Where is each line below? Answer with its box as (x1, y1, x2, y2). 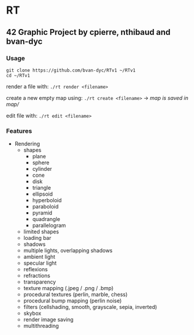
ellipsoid (32, 190, 53, 198)
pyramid (32, 209, 52, 216)
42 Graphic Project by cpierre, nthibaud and (6, 27, 171, 37)
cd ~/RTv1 (6, 72, 31, 79)
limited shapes (23, 228, 59, 235)
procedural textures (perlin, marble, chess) (23, 291, 128, 298)
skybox (23, 310, 41, 317)
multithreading (23, 323, 59, 330)
